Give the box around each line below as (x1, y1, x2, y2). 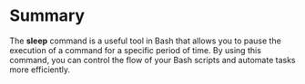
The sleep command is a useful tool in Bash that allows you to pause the (9, 35, 282, 46)
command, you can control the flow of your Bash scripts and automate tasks (9, 54, 296, 65)
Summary (9, 5, 85, 26)
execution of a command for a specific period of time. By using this (9, 44, 262, 55)
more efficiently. (9, 64, 71, 75)
